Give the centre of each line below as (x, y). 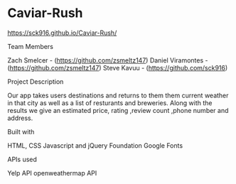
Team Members (30, 46)
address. (20, 118)
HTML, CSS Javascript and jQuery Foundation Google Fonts (95, 145)
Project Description (36, 81)
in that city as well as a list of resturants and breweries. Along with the (110, 103)
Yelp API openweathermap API (52, 173)
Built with (21, 131)
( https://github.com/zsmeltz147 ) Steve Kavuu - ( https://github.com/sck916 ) (118, 67)
